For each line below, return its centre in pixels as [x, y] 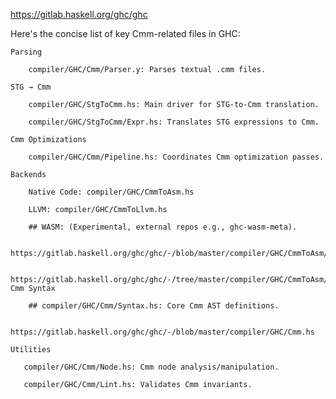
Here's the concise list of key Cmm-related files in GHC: [125, 33]
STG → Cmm [31, 87]
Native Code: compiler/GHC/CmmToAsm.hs [111, 192]
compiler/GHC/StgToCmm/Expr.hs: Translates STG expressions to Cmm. [174, 122]
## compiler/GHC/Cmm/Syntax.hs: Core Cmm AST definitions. [154, 306]
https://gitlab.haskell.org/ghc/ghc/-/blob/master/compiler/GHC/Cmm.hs [162, 332]
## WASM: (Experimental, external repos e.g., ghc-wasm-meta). [163, 227]
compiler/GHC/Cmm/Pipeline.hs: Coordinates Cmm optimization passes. [176, 157]
